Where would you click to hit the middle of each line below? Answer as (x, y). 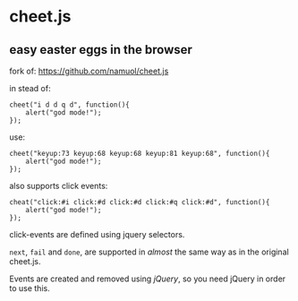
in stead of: (30, 88)
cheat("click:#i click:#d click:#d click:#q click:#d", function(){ (140, 202)
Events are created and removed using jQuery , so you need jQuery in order (148, 279)
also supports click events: (59, 186)
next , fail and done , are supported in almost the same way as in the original (149, 252)
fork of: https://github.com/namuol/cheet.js (89, 71)
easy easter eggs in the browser (101, 50)
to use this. (30, 288)
